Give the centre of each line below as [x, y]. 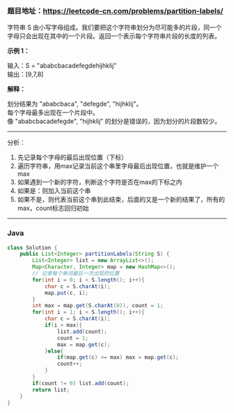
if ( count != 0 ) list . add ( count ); [81, 383]
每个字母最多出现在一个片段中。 [53, 113]
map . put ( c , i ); [67, 293]
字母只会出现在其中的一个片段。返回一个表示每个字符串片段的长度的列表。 [114, 36]
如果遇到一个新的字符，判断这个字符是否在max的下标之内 [100, 182]
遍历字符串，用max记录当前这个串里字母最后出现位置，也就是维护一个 [118, 166]
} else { [54, 351]
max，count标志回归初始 [53, 208]
